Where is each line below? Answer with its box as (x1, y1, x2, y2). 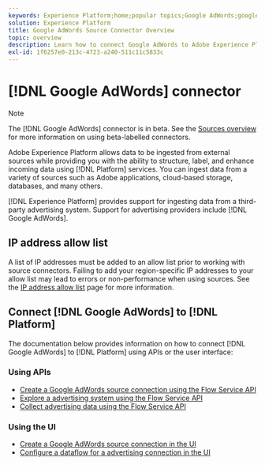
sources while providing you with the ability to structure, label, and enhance (8, 156, 255, 165)
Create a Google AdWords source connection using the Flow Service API (19, 384, 256, 394)
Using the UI (8, 421, 57, 432)
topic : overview (8, 33, 62, 42)
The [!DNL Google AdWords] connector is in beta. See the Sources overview (8, 123, 257, 133)
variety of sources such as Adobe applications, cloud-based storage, (8, 172, 233, 182)
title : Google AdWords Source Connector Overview (8, 26, 175, 34)
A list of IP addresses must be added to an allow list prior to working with (8, 257, 245, 267)
